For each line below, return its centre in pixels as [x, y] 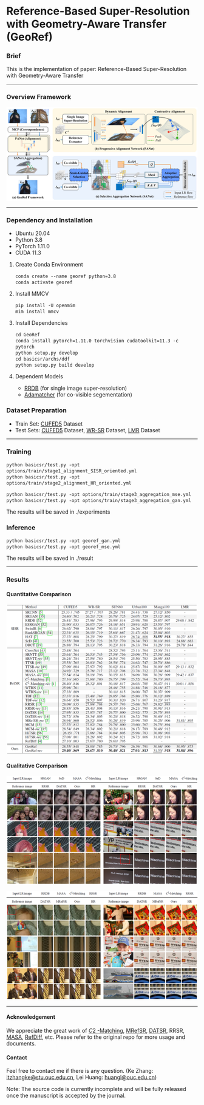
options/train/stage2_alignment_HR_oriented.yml [69, 483]
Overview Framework [39, 97]
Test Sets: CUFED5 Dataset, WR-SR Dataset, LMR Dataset [87, 430]
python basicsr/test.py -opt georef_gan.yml [63, 541]
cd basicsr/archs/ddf [42, 359]
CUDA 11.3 [28, 253]
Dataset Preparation [36, 410]
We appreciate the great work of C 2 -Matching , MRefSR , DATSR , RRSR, [96, 1030]
